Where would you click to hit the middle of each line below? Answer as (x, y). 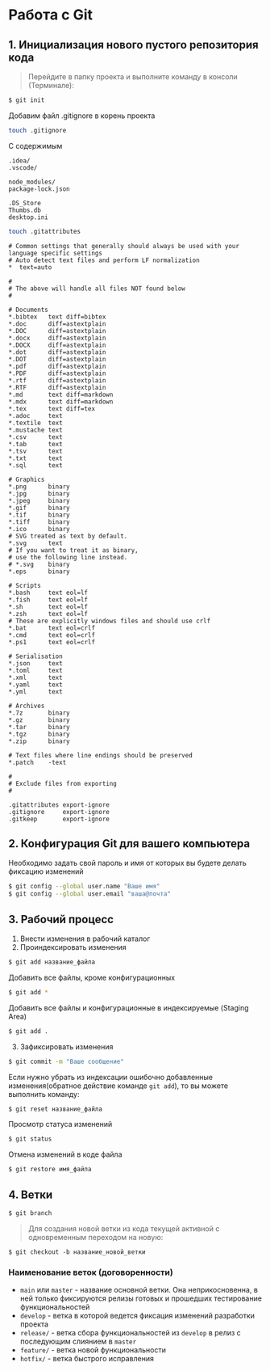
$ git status (30, 1139)
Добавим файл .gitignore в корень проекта (82, 116)
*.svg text (35, 543)
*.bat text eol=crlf (52, 628)
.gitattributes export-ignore (59, 805)
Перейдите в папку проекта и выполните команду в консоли (133, 77)
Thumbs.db (25, 210)
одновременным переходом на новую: (96, 1237)
